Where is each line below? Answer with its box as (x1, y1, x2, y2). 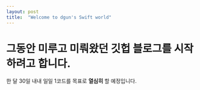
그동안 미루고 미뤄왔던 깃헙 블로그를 (6, 42, 172, 55)
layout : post (6, 8, 39, 15)
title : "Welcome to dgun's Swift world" (6, 14, 112, 20)
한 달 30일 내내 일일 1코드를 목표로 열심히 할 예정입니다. (6, 77, 137, 85)
